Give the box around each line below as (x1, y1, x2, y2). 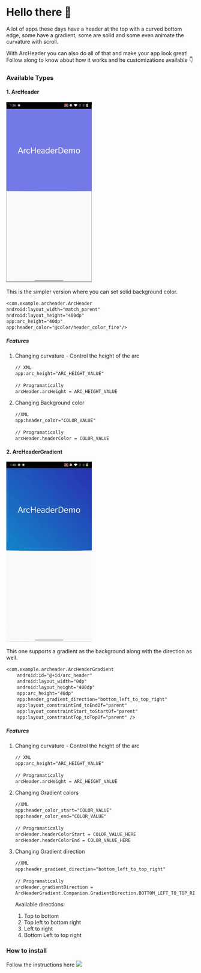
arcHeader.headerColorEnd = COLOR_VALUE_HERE (14, 837, 131, 843)
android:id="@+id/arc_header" (17, 672, 93, 678)
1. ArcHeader (6, 88, 40, 95)
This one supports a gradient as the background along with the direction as (6, 648, 192, 655)
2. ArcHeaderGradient (6, 448, 63, 455)
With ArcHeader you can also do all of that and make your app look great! (6, 49, 188, 56)
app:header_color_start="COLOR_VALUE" (14, 807, 112, 813)
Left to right (23, 925, 53, 932)
